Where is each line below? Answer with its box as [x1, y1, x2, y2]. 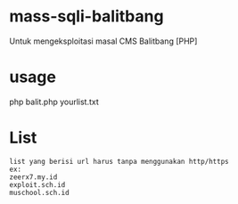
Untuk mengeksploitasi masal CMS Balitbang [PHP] [9, 36, 198, 46]
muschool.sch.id [9, 188, 70, 197]
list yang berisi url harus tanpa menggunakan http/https [9, 157, 229, 166]
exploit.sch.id [9, 180, 66, 189]
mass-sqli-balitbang [9, 6, 164, 27]
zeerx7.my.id [9, 172, 58, 182]
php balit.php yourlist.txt [9, 96, 100, 107]
